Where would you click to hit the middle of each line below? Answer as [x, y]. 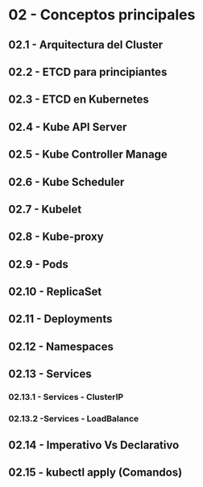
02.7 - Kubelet [45, 209]
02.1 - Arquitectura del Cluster [86, 45]
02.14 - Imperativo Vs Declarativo [94, 445]
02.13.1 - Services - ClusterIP [66, 397]
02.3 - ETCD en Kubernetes [79, 100]
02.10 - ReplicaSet [55, 292]
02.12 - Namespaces [61, 346]
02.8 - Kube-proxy [56, 237]
